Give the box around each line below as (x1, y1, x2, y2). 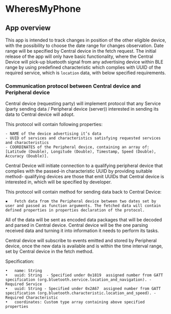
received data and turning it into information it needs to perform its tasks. (5, 227, 159, 234)
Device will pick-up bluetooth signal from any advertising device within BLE (5, 59, 163, 65)
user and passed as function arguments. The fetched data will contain (5, 203, 161, 208)
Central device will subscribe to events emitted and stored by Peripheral (5, 238, 157, 244)
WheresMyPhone (5, 3, 81, 15)
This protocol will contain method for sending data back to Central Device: (5, 189, 162, 195)
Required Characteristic (5, 295, 58, 300)
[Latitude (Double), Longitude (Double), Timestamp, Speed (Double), (5, 149, 157, 154)
